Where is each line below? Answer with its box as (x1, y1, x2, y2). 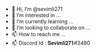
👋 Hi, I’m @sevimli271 (11, 6, 63, 12)
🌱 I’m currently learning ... (11, 18, 74, 25)
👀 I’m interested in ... (11, 12, 61, 19)
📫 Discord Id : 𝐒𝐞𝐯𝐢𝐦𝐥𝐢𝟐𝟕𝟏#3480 (11, 40, 90, 46)
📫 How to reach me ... (11, 31, 66, 37)
